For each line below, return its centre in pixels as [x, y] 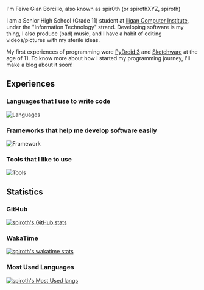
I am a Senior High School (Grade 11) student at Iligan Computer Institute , [98, 20]
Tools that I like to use [39, 159]
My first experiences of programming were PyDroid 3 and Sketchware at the [102, 52]
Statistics [25, 192]
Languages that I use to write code [58, 101]
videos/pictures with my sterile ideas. [53, 40]
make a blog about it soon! [40, 65]
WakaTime [22, 238]
